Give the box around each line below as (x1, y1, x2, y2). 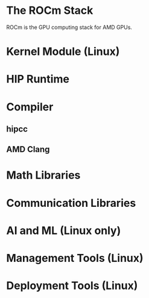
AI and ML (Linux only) (6, 224, 121, 237)
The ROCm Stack (6, 4, 94, 17)
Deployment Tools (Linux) (6, 279, 138, 293)
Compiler (6, 100, 54, 113)
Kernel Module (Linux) (6, 45, 120, 59)
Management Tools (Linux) (6, 252, 144, 265)
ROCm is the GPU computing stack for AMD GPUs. (6, 24, 133, 31)
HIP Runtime (6, 72, 69, 86)
